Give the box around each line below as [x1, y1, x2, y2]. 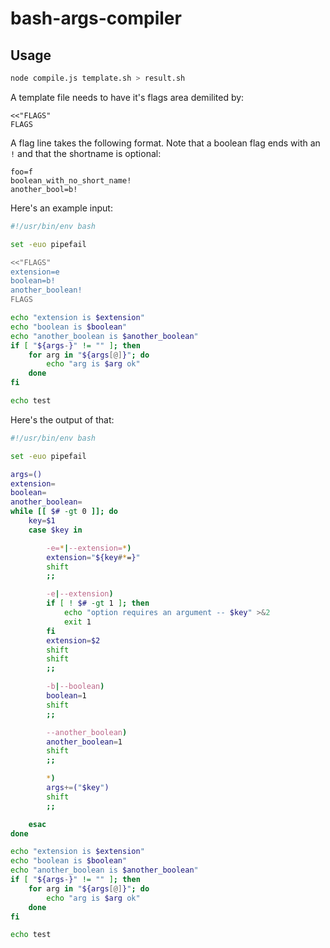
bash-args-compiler [10, 7, 182, 30]
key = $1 [28, 516, 56, 526]
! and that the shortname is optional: [10, 147, 162, 159]
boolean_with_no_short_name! [10, 175, 132, 186]
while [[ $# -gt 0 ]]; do [10, 507, 118, 517]
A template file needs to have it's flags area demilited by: [10, 91, 245, 103]
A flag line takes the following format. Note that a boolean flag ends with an [10, 137, 321, 149]
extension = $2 [46, 635, 101, 646]
